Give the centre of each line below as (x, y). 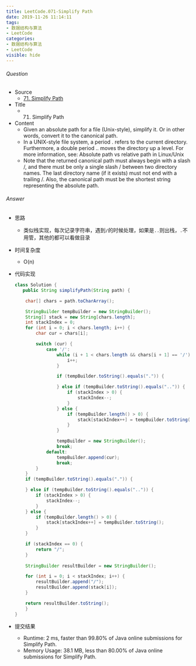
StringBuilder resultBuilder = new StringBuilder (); (91, 566)
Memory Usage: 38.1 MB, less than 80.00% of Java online (93, 650)
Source (23, 92)
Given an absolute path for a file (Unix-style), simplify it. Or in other (104, 129)
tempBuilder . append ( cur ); (88, 457)
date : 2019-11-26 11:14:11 (39, 17)
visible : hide (23, 55)
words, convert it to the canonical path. (71, 135)
